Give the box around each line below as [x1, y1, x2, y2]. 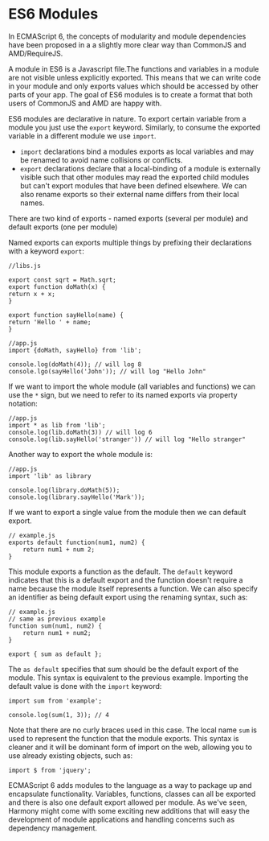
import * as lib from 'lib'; [8, 421, 106, 429]
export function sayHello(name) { [8, 311, 124, 319]
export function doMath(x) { [8, 282, 106, 291]
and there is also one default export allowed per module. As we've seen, [8, 798, 247, 807]
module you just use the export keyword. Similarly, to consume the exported [8, 122, 261, 132]
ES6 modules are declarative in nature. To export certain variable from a [8, 113, 247, 123]
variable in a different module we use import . [8, 130, 157, 141]
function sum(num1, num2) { [8, 621, 103, 630]
